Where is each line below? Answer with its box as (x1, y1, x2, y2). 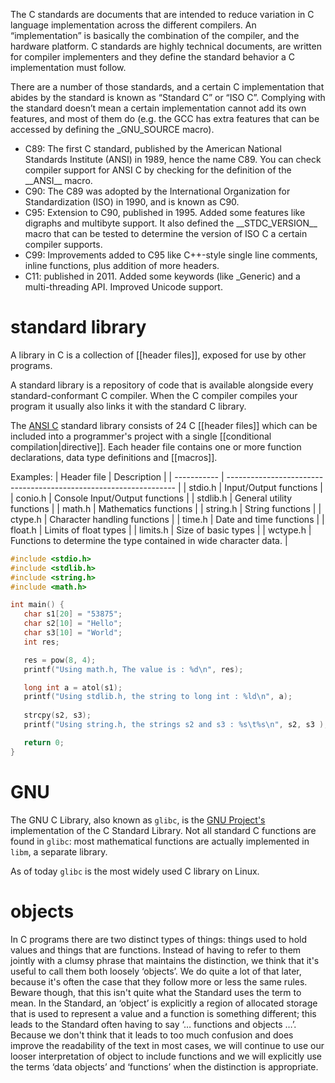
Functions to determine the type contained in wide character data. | (10, 534, 288, 546)
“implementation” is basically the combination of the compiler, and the (10, 30, 300, 41)
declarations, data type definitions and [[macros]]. (10, 451, 218, 463)
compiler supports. (24, 239, 103, 250)
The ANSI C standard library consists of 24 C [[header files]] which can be (10, 419, 318, 431)
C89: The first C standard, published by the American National (24, 143, 282, 154)
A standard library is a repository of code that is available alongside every (10, 379, 314, 391)
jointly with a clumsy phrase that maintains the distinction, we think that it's (10, 954, 320, 966)
